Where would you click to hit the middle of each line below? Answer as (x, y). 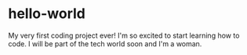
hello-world (47, 14)
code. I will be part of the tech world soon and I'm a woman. (105, 43)
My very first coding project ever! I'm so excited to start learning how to (124, 35)
